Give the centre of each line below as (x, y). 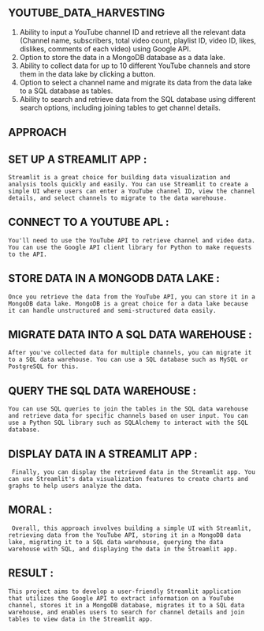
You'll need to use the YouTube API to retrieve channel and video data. (132, 240)
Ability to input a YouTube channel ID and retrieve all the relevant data (132, 32)
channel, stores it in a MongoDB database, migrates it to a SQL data (126, 605)
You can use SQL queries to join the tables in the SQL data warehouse (128, 409)
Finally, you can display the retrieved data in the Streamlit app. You (134, 472)
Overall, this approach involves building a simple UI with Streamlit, (132, 528)
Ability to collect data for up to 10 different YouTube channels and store (135, 66)
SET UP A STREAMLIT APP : (78, 159)
